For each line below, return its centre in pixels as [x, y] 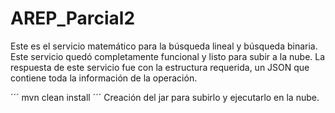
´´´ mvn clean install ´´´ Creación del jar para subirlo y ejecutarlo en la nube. [165, 97]
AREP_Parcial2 [73, 18]
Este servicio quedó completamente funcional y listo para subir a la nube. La [168, 56]
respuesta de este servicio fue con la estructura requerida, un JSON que [160, 67]
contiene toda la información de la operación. [104, 78]
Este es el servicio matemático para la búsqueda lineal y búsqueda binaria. [164, 46]
